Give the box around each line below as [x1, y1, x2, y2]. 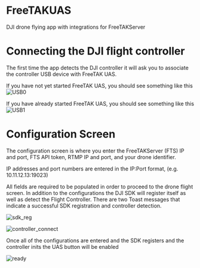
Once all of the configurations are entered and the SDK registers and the [6, 237, 184, 244]
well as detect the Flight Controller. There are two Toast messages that [6, 196, 180, 203]
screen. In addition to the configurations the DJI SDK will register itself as [6, 189, 186, 196]
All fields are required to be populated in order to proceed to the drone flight [6, 183, 193, 190]
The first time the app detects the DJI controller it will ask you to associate [6, 64, 189, 71]
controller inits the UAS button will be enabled [6, 243, 119, 250]
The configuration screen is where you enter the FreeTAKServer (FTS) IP [6, 147, 184, 154]
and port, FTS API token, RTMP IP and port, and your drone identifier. [6, 153, 176, 160]
